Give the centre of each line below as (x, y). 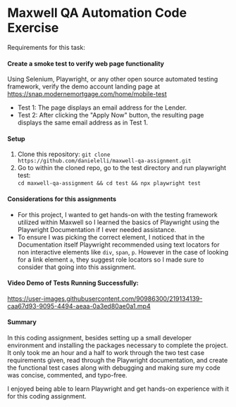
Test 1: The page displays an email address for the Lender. (102, 108)
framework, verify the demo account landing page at (84, 86)
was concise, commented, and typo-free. (68, 375)
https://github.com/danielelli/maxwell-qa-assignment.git (104, 161)
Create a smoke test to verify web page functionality (86, 63)
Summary (22, 322)
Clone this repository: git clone (64, 154)
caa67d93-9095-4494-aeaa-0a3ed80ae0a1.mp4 (79, 306)
